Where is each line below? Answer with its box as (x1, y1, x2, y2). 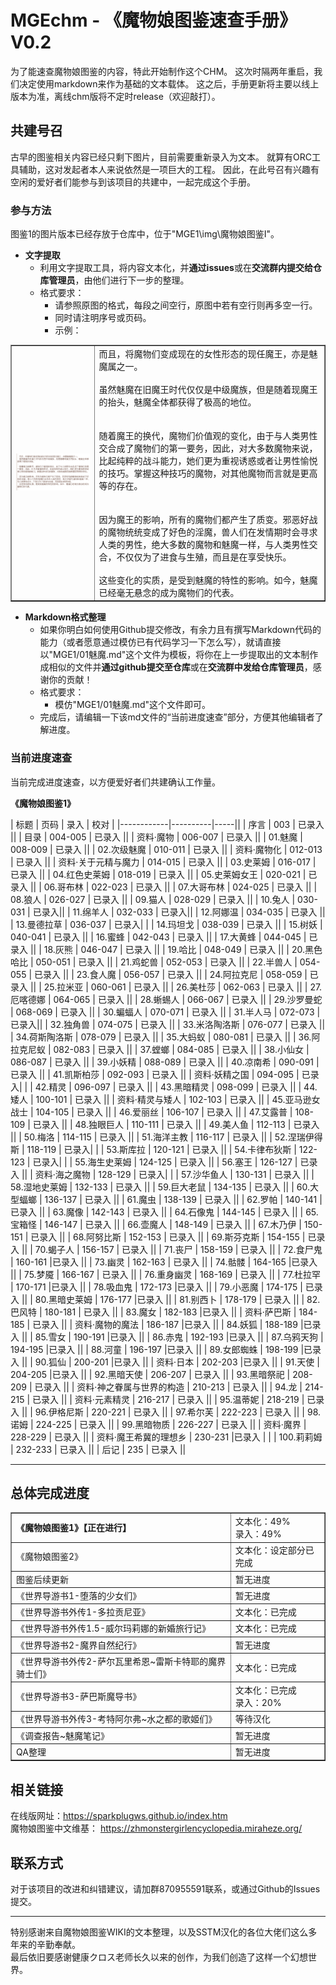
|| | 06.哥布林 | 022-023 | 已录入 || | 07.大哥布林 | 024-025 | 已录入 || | (29, 881, 318, 893)
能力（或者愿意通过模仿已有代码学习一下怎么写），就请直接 (39, 636, 282, 648)
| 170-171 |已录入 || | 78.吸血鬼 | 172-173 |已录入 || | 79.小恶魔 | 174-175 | (10, 1281, 303, 1293)
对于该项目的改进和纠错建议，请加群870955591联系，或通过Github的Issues (10, 1883, 321, 1895)
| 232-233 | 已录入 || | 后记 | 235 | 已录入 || (10, 1443, 187, 1455)
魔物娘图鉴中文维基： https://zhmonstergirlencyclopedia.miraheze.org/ (10, 1822, 303, 1835)
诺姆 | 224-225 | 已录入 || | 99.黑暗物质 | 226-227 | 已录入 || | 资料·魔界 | (10, 1418, 307, 1430)
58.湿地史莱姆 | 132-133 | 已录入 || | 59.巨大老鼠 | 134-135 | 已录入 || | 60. (10, 1181, 311, 1193)
